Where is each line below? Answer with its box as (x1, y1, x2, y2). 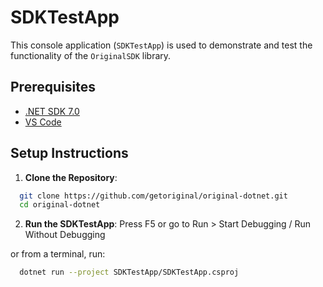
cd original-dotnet (19, 200, 101, 210)
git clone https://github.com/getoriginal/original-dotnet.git (19, 191, 288, 201)
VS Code (24, 116, 62, 128)
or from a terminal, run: (10, 248, 106, 260)
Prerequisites (10, 79, 96, 96)
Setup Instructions (10, 145, 129, 162)
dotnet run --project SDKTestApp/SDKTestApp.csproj (19, 267, 240, 278)
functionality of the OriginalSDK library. (10, 49, 172, 61)
